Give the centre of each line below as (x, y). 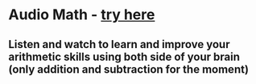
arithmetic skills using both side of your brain (124, 56)
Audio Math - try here (82, 15)
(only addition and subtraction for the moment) (129, 69)
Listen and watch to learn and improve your (119, 44)
